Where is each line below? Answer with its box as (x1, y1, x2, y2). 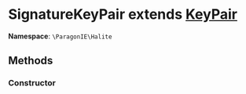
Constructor (8, 78, 57, 89)
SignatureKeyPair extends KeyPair (8, 5, 238, 23)
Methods (8, 54, 53, 67)
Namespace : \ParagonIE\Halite (8, 31, 112, 41)
